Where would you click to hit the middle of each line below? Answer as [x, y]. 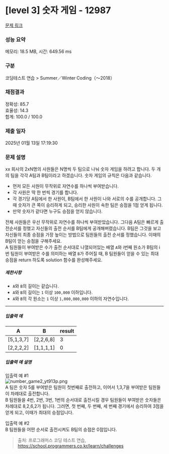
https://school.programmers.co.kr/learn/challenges [71, 446]
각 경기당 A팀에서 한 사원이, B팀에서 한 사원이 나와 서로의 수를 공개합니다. [84, 199]
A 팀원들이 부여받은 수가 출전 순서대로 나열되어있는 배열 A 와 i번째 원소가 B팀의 [81, 247]
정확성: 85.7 [17, 104]
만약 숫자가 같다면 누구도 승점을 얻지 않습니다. [58, 211]
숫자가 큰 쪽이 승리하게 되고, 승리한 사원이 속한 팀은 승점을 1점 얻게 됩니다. [90, 205]
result [67, 331]
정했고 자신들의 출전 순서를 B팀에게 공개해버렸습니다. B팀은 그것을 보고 [92, 229]
